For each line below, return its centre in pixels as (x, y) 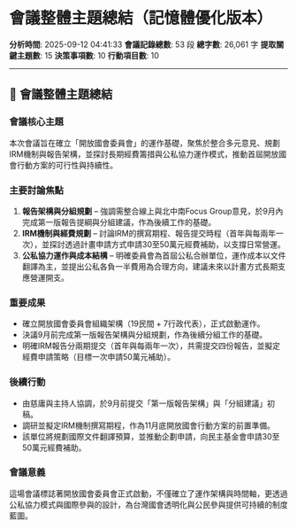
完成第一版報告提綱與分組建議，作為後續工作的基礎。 (119, 222)
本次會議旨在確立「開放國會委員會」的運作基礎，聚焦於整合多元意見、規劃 (145, 143)
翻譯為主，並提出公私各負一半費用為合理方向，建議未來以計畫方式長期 (150, 266)
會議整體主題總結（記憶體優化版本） (141, 18)
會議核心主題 (37, 122)
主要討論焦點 (37, 190)
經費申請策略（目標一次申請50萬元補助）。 (98, 357)
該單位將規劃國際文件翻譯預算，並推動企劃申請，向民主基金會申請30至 (151, 436)
